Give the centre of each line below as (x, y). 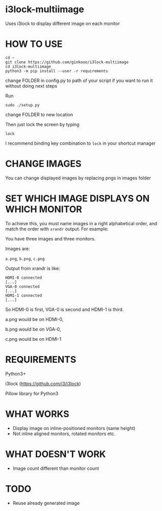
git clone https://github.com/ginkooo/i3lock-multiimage (67, 62)
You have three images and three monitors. (50, 238)
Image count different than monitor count (56, 468)
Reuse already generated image (46, 503)
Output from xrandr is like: (33, 268)
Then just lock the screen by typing (43, 124)
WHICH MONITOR (44, 209)
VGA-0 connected (22, 286)
